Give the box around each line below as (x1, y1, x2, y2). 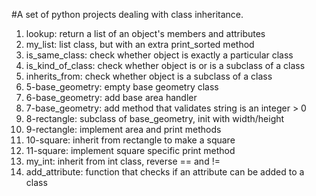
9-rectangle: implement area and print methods (25, 124, 222, 135)
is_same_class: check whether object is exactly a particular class (25, 49, 294, 61)
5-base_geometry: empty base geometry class (25, 81, 219, 93)
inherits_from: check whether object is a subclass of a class (25, 70, 273, 82)
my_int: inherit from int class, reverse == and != (25, 155, 221, 167)
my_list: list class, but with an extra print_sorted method (25, 39, 255, 50)
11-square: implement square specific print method (25, 145, 236, 156)
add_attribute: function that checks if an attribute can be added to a (25, 166, 305, 178)
